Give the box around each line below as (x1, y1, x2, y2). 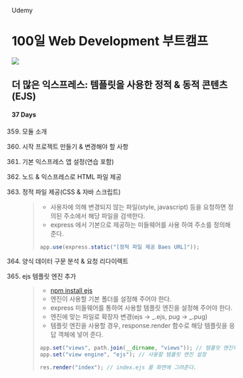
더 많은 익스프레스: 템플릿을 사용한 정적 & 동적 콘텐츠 (11, 79, 228, 91)
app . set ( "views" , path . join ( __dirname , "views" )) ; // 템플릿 (39, 345, 220, 352)
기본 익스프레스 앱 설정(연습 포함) (21, 157, 114, 166)
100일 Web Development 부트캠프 (11, 33, 209, 49)
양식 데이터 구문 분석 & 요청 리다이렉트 (21, 257, 129, 266)
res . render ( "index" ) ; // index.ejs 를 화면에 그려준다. (39, 364, 198, 372)
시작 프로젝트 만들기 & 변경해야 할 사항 (21, 142, 129, 151)
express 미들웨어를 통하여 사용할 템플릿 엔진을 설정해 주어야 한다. (50, 303, 233, 312)
